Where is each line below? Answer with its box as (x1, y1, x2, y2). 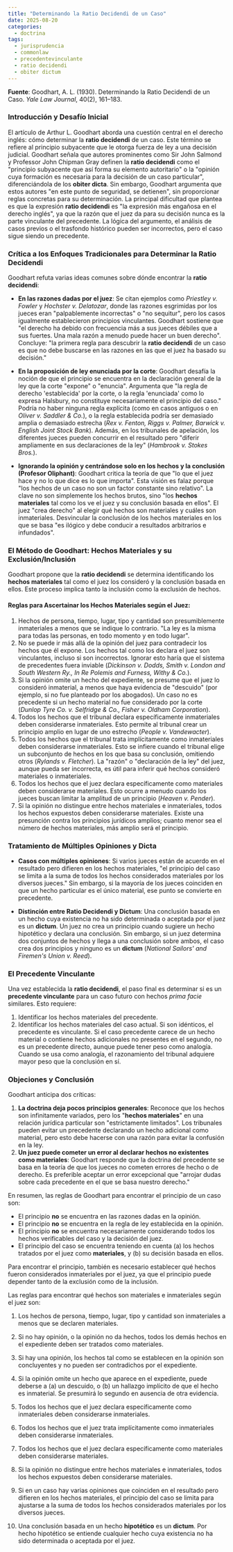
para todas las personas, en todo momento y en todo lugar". (17, 631, 190, 640)
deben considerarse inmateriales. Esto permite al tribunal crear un (17, 720, 207, 728)
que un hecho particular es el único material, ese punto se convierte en (17, 886, 222, 894)
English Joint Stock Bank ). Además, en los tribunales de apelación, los (17, 426, 219, 435)
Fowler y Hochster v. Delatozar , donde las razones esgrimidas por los (17, 302, 218, 310)
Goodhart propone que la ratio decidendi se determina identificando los (8, 570, 214, 578)
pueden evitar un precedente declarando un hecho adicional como (17, 1126, 209, 1134)
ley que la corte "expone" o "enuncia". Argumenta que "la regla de (17, 382, 208, 390)
